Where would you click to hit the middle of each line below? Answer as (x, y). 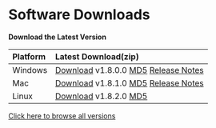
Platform (29, 56)
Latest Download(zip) (97, 56)
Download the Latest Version (57, 37)
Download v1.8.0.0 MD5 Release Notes (129, 70)
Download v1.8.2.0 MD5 (101, 96)
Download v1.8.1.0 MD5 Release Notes (129, 83)
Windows (30, 70)
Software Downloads (79, 15)
